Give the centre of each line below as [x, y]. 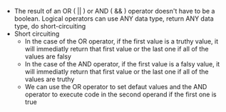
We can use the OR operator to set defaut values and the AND [116, 87]
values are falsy [48, 56]
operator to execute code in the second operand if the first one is [120, 94]
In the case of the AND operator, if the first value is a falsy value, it [122, 64]
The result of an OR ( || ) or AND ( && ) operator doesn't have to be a [114, 11]
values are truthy [50, 79]
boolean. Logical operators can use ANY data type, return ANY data [114, 19]
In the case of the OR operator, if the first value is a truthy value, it [122, 41]
